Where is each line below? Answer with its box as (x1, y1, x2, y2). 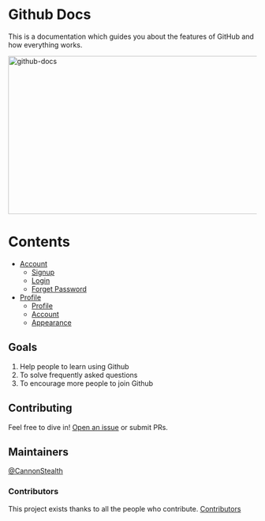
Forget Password (31, 284, 87, 293)
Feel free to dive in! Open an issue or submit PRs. (8, 422, 168, 432)
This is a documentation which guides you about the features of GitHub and (8, 32, 255, 41)
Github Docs (8, 6, 91, 24)
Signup (31, 267, 55, 277)
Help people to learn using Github (19, 361, 129, 371)
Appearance (31, 318, 73, 327)
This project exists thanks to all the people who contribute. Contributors (8, 504, 241, 513)
